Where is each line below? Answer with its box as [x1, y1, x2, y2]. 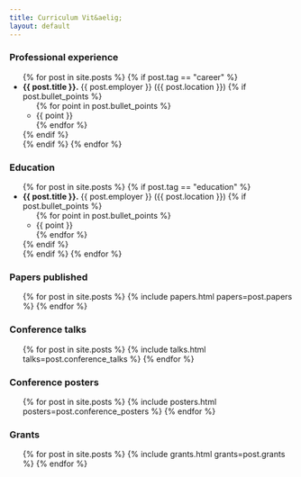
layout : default [9, 22, 70, 31]
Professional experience [9, 51, 119, 64]
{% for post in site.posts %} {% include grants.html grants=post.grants [22, 449, 286, 460]
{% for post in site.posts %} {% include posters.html [22, 396, 217, 407]
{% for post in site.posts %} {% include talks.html [22, 344, 206, 355]
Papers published [9, 271, 88, 283]
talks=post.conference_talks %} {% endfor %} [22, 353, 195, 364]
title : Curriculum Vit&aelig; [9, 13, 123, 22]
